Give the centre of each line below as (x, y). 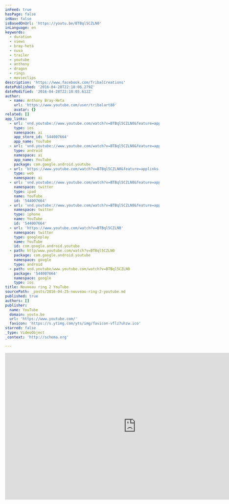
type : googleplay (32, 237)
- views (17, 42)
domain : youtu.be (27, 314)
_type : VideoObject (25, 333)
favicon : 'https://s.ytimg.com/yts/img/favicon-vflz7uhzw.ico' (75, 323)
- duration (21, 37)
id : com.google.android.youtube (47, 246)
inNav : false (18, 19)
